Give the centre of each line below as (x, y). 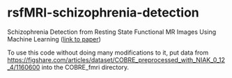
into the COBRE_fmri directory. (85, 67)
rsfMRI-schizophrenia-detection (103, 13)
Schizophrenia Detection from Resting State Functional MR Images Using (112, 32)
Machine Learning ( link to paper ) (54, 39)
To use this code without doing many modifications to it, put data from (108, 52)
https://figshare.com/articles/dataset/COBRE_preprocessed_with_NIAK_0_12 (116, 59)
